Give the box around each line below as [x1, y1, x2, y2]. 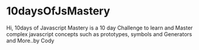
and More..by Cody [6, 37, 55, 44]
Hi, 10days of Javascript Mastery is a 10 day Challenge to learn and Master [6, 24, 193, 31]
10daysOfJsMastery [6, 4, 110, 18]
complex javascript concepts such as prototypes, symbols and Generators [6, 30, 192, 37]
